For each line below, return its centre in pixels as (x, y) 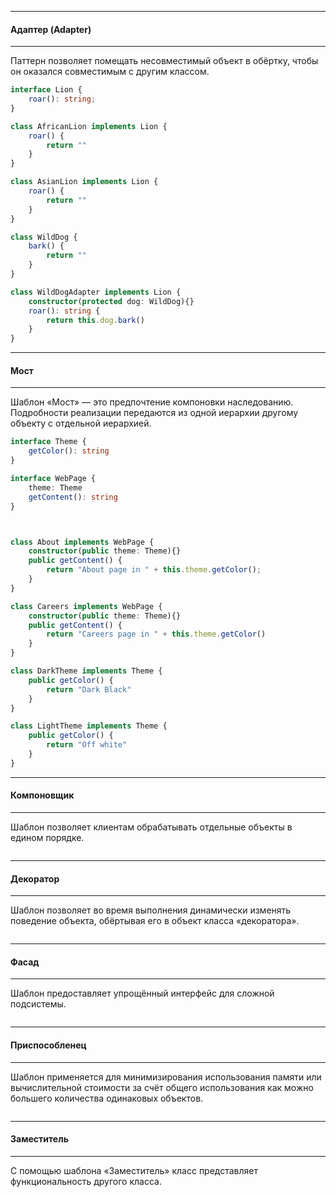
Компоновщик (42, 795)
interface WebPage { (53, 479)
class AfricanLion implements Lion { (89, 126)
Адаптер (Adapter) (51, 29)
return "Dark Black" (89, 689)
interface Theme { (48, 442)
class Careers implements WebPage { (86, 606)
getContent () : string (73, 497)
